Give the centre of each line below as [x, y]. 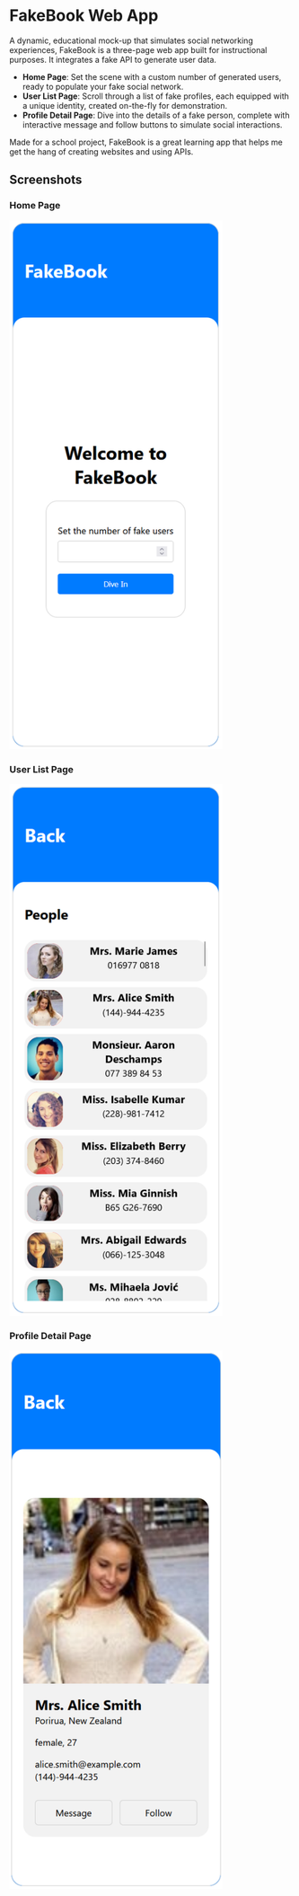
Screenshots [46, 180]
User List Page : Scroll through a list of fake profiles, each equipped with [156, 96]
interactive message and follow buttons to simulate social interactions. [152, 124]
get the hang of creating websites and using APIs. [101, 151]
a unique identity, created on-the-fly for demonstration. [125, 105]
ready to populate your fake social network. [103, 86]
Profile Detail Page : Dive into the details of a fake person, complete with [156, 115]
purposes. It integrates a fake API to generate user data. [113, 59]
